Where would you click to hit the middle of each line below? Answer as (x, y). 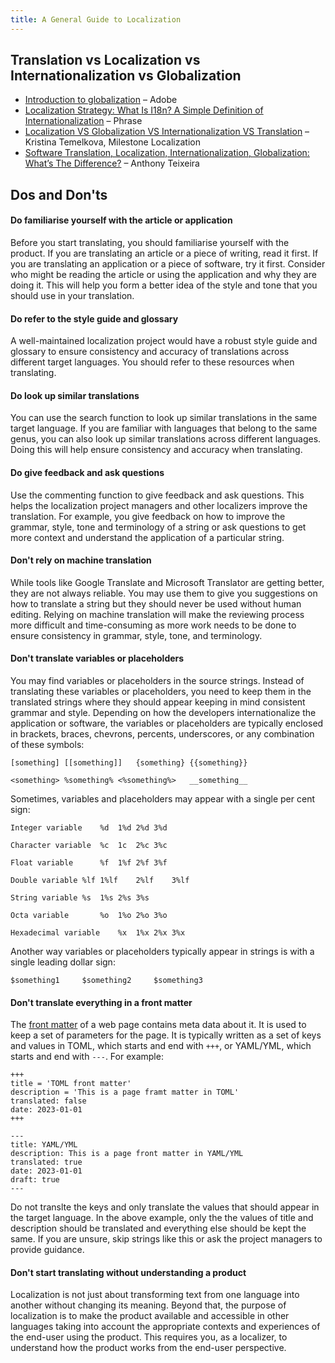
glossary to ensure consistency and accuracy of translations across (150, 352)
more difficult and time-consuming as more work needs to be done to (153, 625)
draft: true (35, 1180)
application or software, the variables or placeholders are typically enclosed (167, 723)
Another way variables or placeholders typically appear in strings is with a (162, 952)
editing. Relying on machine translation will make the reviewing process (157, 614)
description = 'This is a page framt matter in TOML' (125, 1092)
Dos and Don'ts (59, 194)
